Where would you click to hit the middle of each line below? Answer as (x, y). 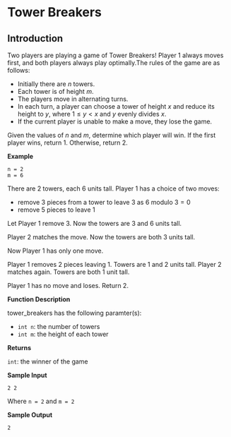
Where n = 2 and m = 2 (41, 401)
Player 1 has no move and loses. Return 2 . (68, 286)
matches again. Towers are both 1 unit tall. (69, 272)
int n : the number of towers (59, 327)
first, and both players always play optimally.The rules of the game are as (114, 63)
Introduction (35, 38)
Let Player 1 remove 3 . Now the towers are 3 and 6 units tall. (95, 223)
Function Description (39, 299)
